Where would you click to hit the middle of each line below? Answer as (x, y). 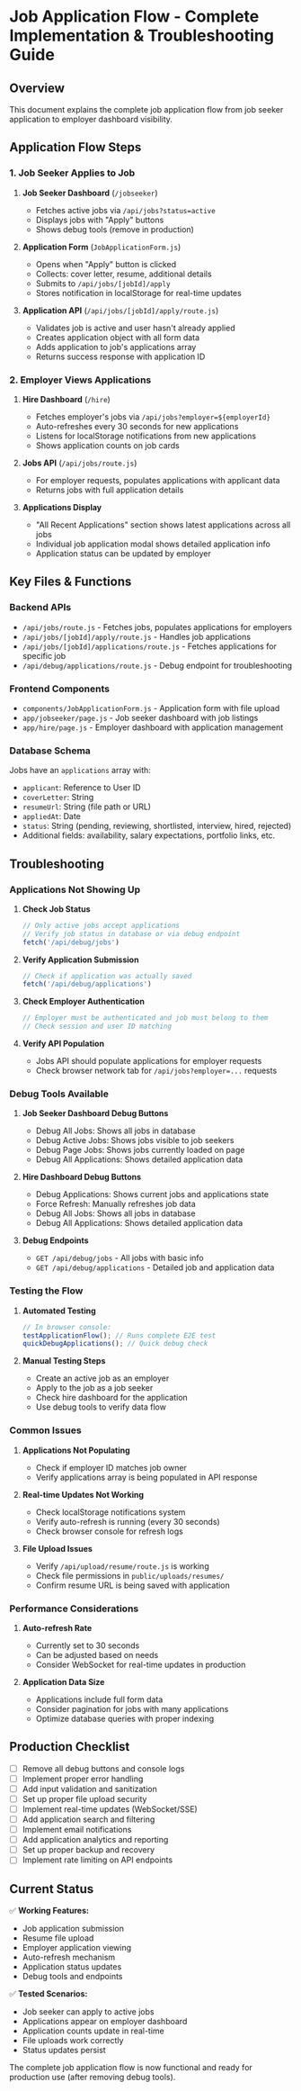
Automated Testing (59, 1311)
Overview (37, 88)
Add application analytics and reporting (95, 1840)
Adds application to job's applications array (116, 347)
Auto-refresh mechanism (69, 1957)
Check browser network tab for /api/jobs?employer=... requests (156, 1071)
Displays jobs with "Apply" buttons (100, 220)
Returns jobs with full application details (110, 490)
